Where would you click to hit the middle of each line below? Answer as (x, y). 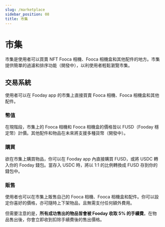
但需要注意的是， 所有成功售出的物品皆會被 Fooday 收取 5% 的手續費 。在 (79, 213)
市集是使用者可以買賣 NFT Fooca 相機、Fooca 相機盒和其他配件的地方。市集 (82, 59)
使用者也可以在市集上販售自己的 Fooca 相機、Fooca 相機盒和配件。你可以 (80, 197)
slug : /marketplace (25, 10)
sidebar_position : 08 (27, 14)
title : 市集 (16, 19)
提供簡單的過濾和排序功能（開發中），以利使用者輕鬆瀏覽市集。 (69, 65)
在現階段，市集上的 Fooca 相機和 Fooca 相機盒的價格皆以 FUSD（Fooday (79, 127)
